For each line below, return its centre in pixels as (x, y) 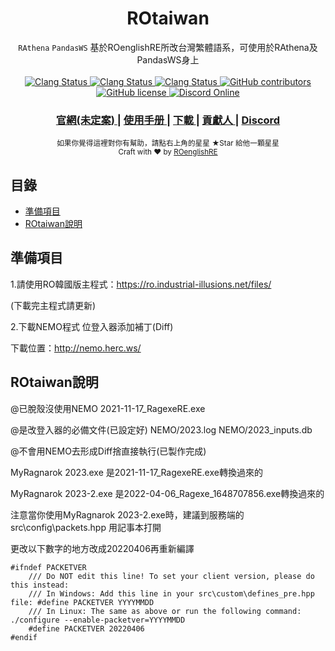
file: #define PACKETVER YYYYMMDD (82, 602)
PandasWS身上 (168, 59)
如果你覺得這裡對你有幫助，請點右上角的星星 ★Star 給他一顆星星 (168, 143)
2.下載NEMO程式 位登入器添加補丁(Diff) (92, 326)
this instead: (40, 585)
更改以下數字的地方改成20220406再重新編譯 (102, 548)
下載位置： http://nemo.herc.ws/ (76, 348)
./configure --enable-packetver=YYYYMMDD (98, 620)
